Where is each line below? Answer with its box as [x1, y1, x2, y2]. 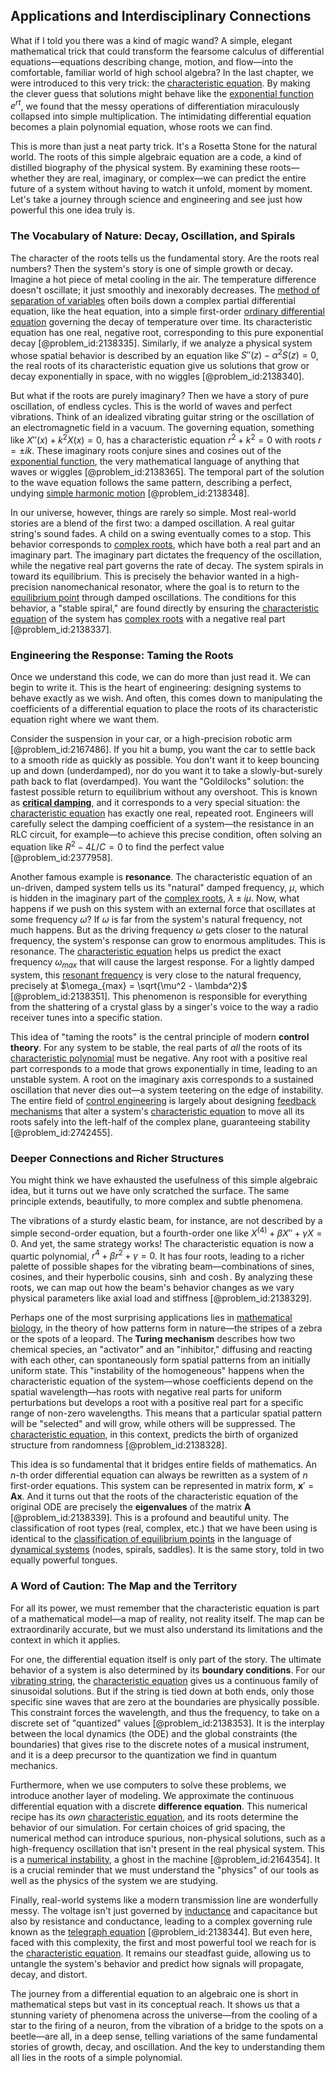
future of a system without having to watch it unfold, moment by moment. [10, 183, 313, 195]
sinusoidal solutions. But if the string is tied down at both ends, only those [10, 1685, 315, 1697]
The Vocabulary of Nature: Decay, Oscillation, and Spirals [10, 229, 296, 243]
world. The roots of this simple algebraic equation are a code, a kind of [10, 151, 302, 163]
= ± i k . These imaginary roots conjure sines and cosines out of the [10, 445, 282, 457]
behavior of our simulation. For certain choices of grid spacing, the [10, 1821, 286, 1833]
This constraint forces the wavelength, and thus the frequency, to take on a [10, 1706, 320, 1718]
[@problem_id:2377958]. [10, 852, 113, 864]
